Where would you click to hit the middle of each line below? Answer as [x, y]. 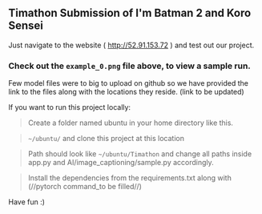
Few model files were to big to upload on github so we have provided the [129, 83]
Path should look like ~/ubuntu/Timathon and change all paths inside [140, 154]
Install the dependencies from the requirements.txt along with [130, 178]
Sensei [26, 26]
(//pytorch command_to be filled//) [85, 187]
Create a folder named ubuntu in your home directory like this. [131, 123]
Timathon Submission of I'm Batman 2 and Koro [130, 13]
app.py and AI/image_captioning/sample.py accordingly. [121, 163]
